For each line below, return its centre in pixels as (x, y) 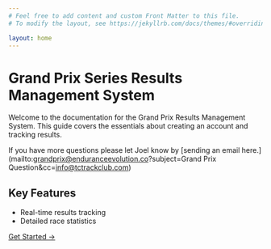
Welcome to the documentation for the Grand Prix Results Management (127, 117)
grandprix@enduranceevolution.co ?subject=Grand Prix (125, 159)
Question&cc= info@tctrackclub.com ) (70, 167)
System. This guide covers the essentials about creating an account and (128, 126)
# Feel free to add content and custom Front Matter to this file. (124, 16)
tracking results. (35, 135)
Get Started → (32, 237)
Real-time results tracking (63, 213)
